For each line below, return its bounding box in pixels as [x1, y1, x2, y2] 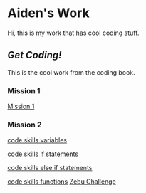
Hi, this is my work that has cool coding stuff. [7, 28, 140, 37]
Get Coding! [7, 49, 62, 61]
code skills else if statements [7, 164, 93, 172]
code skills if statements [7, 150, 79, 158]
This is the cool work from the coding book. [7, 68, 135, 76]
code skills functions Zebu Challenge [7, 177, 116, 186]
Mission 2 [7, 120, 42, 130]
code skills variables [7, 136, 68, 145]
